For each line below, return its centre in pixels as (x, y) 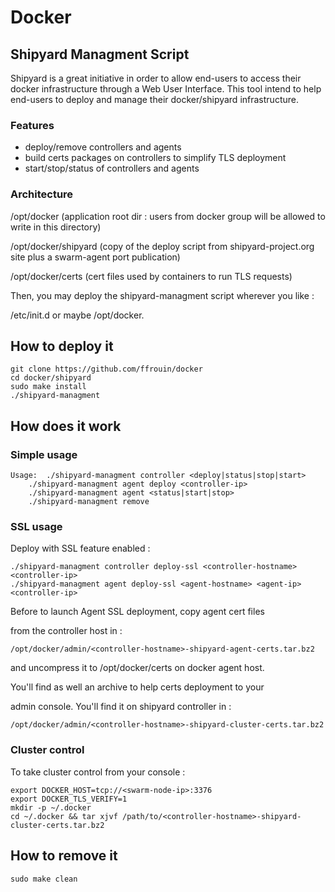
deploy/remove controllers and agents (103, 147)
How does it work (66, 426)
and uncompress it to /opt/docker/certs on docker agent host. (137, 668)
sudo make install (48, 387)
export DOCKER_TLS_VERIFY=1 (69, 799)
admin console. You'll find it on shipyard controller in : (121, 707)
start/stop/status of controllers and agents (112, 168)
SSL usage (36, 527)
